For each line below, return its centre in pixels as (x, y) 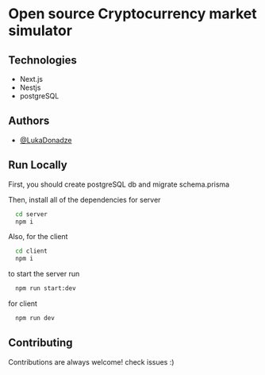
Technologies (43, 60)
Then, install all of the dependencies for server (84, 199)
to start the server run (44, 274)
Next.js (31, 79)
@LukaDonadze (46, 140)
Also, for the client (38, 237)
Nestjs (30, 87)
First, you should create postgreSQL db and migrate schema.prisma (119, 184)
